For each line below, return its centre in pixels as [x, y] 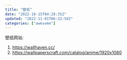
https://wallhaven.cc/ [33, 47]
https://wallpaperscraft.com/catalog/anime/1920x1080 [67, 53]
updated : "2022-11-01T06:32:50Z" [39, 19]
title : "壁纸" [19, 10]
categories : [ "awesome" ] [30, 23]
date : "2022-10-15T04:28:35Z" [36, 14]
